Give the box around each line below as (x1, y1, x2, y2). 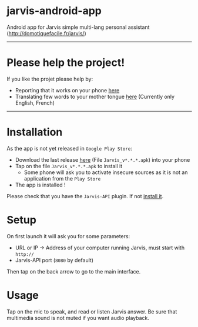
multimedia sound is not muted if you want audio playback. (6, 314, 149, 321)
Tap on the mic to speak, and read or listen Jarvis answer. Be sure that (6, 308, 177, 315)
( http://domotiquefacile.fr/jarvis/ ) (6, 29, 87, 36)
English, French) (15, 99, 55, 106)
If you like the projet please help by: (6, 75, 93, 82)
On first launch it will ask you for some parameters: (6, 232, 130, 239)
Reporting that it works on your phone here (15, 86, 120, 94)
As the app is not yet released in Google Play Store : (6, 145, 133, 152)
